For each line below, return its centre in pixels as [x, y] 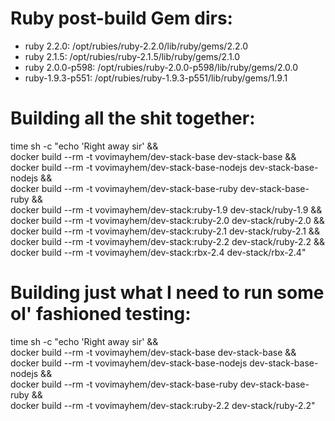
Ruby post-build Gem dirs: [121, 18]
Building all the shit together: [133, 118]
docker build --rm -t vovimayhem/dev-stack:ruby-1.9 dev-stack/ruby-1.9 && [166, 209]
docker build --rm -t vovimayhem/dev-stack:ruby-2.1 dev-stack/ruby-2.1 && [165, 231]
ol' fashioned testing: [101, 314]
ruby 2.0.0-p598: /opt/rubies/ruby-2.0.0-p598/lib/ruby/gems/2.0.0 [161, 67]
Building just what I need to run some [167, 293]
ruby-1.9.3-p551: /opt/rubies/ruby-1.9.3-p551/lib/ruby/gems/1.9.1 [156, 78]
